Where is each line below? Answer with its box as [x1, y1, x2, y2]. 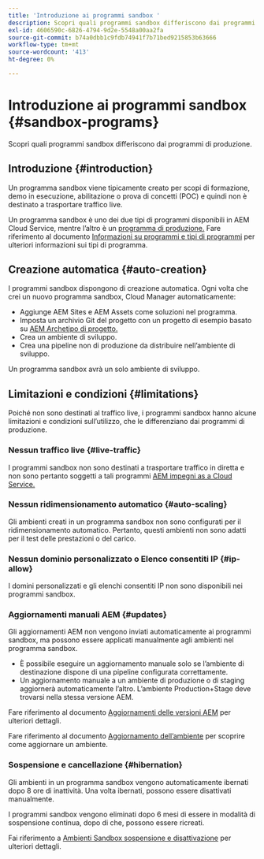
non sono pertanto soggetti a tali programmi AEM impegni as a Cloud [8, 470, 232, 481]
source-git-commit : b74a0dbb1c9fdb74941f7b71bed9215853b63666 [8, 33, 217, 42]
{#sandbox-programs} [8, 113, 160, 131]
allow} [8, 563, 33, 574]
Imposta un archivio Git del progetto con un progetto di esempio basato [19, 316, 252, 325]
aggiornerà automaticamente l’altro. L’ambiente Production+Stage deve [19, 684, 251, 694]
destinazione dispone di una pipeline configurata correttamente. [19, 667, 229, 677]
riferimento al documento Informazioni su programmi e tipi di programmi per [8, 232, 255, 241]
